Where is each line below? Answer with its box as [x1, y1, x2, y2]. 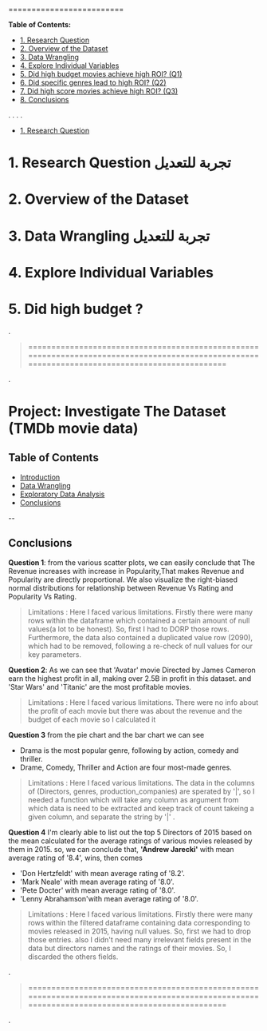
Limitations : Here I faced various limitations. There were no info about [27, 697, 259, 707]
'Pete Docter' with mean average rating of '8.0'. [19, 885, 176, 895]
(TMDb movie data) [8, 419, 139, 437]
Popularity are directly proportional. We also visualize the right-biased [8, 575, 238, 584]
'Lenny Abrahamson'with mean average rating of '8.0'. [19, 894, 199, 903]
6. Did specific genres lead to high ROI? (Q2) [19, 78, 167, 87]
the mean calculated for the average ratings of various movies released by [8, 836, 253, 846]
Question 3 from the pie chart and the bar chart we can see [8, 730, 205, 739]
